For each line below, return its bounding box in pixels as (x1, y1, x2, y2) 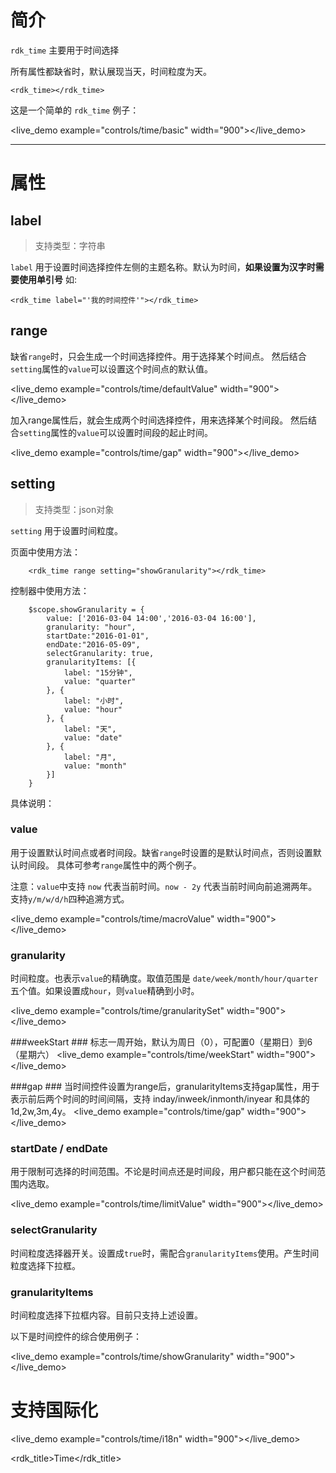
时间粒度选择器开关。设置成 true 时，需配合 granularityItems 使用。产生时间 (10, 1247, 320, 1259)
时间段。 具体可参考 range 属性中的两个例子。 (18, 859, 202, 871)
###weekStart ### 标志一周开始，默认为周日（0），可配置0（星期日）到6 (10, 1036, 313, 1048)
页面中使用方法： (10, 546, 81, 558)
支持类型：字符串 (34, 239, 106, 251)
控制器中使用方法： (10, 584, 90, 596)
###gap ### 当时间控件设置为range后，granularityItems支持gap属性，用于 (10, 1081, 320, 1093)
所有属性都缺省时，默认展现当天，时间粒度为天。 (10, 65, 212, 77)
